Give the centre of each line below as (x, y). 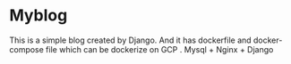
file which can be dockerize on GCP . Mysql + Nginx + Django (160, 49)
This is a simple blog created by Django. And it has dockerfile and (131, 40)
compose (27, 49)
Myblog (39, 16)
